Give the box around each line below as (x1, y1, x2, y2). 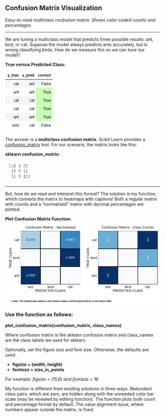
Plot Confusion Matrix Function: (5, 216, 72, 222)
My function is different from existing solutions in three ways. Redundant (5, 386, 152, 391)
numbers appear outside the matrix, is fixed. (5, 406, 95, 412)
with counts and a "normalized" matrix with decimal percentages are (5, 201, 144, 207)
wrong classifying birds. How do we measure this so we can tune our (5, 47, 145, 53)
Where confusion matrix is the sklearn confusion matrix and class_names (5, 332, 154, 338)
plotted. (5, 206, 21, 212)
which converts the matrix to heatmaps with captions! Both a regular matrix (5, 196, 157, 202)
